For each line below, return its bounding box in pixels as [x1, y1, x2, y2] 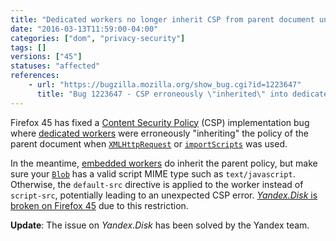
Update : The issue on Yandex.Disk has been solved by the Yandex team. [10, 219, 310, 231]
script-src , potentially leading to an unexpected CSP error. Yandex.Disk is [10, 189, 318, 201]
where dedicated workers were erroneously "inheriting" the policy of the [10, 127, 309, 139]
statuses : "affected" [10, 61, 101, 71]
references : [10, 71, 60, 81]
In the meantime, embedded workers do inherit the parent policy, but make [10, 157, 318, 169]
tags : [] [10, 42, 47, 53]
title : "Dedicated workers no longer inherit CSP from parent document [10, 14, 315, 25]
